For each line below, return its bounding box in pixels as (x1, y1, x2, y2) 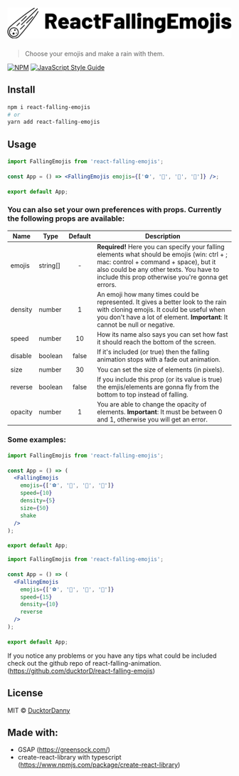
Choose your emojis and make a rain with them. (24, 49, 165, 58)
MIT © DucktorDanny (7, 706, 70, 715)
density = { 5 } (20, 497, 55, 505)
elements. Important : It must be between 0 (97, 408, 223, 416)
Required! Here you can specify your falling (97, 242, 225, 251)
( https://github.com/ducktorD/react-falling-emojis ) (7, 666, 155, 675)
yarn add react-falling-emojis (7, 118, 100, 126)
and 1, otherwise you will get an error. (97, 415, 208, 424)
